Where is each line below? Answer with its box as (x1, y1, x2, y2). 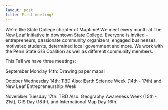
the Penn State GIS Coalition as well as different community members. (5, 48, 154, 54)
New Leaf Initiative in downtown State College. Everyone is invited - (5, 32, 149, 38)
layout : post (5, 7, 33, 13)
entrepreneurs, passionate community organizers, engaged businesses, (5, 37, 157, 43)
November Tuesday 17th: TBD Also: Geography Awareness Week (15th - (5, 93, 157, 99)
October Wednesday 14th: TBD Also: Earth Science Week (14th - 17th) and (5, 78, 162, 84)
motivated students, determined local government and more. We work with (5, 42, 163, 49)
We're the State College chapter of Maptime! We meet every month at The (5, 26, 162, 32)
